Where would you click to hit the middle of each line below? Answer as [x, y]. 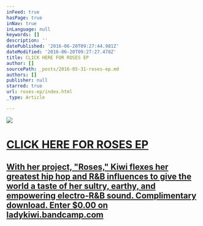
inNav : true [21, 23]
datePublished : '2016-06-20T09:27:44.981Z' [63, 47]
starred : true [25, 86]
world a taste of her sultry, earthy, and [81, 186]
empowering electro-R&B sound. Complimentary [101, 196]
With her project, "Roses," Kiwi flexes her [87, 167]
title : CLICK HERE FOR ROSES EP [48, 58]
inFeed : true [23, 12]
